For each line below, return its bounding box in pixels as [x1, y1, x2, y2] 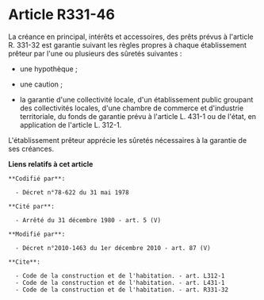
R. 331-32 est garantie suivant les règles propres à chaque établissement [8, 40, 247, 49]
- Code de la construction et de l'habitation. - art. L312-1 [15, 271, 225, 279]
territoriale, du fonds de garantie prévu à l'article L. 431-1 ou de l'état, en [19, 111, 256, 121]
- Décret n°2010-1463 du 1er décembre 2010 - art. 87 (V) [15, 244, 212, 252]
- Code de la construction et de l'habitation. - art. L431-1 [15, 279, 225, 287]
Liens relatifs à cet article [8, 159, 94, 168]
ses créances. [8, 144, 54, 153]
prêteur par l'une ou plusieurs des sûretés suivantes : [8, 48, 182, 58]
